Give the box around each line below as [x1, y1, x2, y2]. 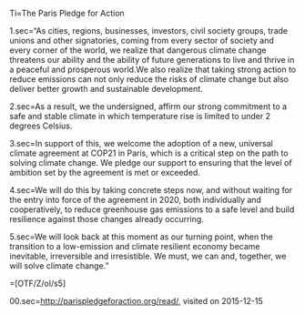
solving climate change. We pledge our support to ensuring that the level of [9, 157, 293, 168]
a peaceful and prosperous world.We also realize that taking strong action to [9, 64, 297, 75]
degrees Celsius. [9, 120, 73, 131]
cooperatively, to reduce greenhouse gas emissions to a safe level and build [9, 204, 295, 215]
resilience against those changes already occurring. [9, 214, 205, 224]
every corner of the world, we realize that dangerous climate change [9, 45, 267, 56]
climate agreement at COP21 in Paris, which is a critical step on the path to [9, 147, 289, 158]
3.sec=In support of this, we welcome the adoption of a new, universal [9, 138, 273, 148]
